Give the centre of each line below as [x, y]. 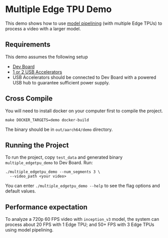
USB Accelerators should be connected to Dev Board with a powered [84, 77]
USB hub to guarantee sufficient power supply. [61, 82]
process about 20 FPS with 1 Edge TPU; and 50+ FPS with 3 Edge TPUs [80, 225]
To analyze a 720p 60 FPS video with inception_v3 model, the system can [82, 219]
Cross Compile [29, 99]
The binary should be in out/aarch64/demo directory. [59, 129]
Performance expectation [46, 207]
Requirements [28, 45]
